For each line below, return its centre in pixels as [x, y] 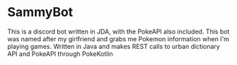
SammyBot [40, 12]
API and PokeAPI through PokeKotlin [60, 54]
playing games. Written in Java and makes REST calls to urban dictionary [114, 46]
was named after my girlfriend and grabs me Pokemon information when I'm [118, 38]
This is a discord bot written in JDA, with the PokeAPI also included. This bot [118, 31]
